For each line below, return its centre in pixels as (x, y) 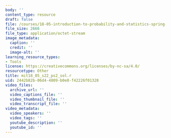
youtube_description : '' (36, 123)
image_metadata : (22, 38)
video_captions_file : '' (36, 95)
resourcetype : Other (27, 71)
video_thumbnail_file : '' (37, 99)
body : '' (15, 10)
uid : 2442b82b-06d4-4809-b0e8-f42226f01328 (52, 80)
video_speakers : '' (31, 113)
